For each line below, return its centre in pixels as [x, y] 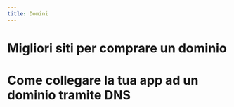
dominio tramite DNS [69, 95]
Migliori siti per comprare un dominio [117, 48]
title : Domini [28, 14]
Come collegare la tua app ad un [103, 80]
